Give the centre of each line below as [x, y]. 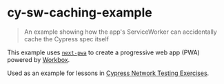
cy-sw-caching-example [80, 13]
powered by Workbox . [39, 59]
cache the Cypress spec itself [66, 39]
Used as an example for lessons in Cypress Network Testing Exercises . [108, 73]
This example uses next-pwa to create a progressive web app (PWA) [103, 52]
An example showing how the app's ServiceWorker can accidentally [120, 32]
